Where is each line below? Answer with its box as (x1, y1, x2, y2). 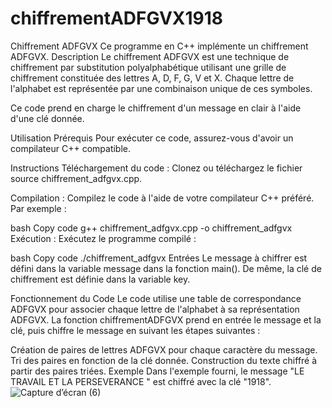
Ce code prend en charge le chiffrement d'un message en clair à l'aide (10, 102, 302, 114)
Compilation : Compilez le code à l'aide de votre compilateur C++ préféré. (10, 192, 315, 204)
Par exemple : (10, 202, 67, 214)
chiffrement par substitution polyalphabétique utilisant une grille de (10, 61, 287, 73)
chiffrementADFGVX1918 (10, 7, 224, 30)
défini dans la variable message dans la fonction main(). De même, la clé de (10, 262, 322, 274)
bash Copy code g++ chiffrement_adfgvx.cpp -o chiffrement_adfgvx (10, 222, 293, 234)
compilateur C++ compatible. (10, 142, 132, 154)
